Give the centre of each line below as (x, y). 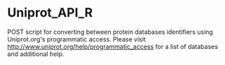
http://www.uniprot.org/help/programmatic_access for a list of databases (113, 46)
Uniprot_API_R (50, 13)
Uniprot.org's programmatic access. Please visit (76, 39)
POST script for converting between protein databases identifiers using (110, 32)
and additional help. (36, 54)
